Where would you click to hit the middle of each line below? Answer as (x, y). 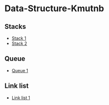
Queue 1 (20, 70)
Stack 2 (19, 43)
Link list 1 (21, 98)
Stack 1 (19, 38)
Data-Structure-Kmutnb (54, 9)
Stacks (15, 27)
